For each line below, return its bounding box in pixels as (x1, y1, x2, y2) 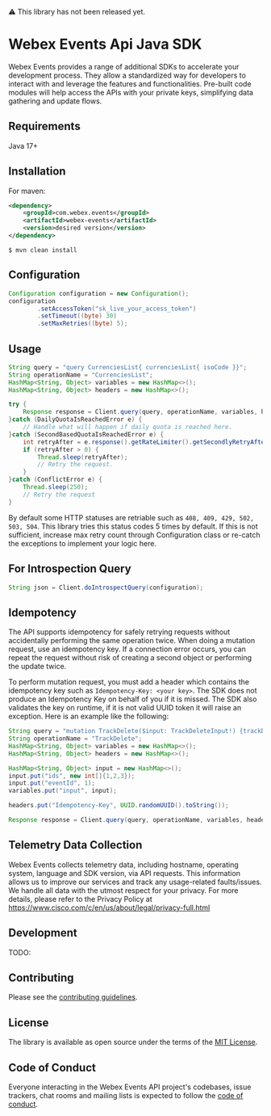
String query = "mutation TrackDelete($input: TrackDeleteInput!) (8, 727, 236, 735)
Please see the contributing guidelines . (8, 992, 138, 1002)
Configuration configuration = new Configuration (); (8, 289, 190, 297)
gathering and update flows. (8, 96, 102, 106)
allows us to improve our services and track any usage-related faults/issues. (8, 877, 262, 886)
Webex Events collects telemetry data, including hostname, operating (8, 860, 240, 870)
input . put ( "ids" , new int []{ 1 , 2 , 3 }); (8, 772, 135, 780)
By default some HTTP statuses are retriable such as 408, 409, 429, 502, (8, 512, 254, 522)
